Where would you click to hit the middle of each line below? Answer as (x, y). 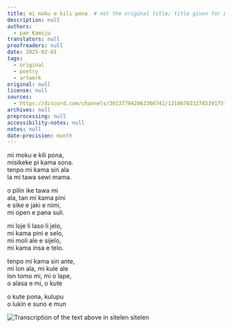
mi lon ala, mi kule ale (38, 269)
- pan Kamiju (32, 33)
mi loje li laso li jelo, (35, 226)
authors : (20, 26)
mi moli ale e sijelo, (34, 241)
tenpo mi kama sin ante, (41, 261)
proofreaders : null (35, 46)
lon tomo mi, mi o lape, (39, 276)
